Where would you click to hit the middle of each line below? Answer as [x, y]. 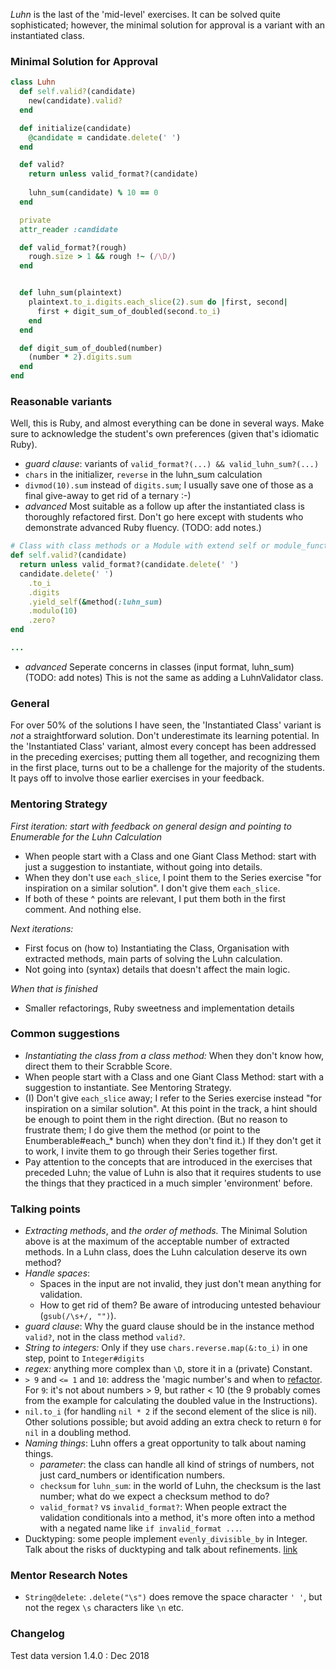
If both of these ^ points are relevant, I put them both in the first [155, 898]
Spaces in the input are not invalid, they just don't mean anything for [180, 1284]
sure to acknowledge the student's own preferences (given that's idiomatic [165, 434]
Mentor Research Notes [69, 1576]
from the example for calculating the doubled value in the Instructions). [171, 1401]
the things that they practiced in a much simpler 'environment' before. [168, 1183]
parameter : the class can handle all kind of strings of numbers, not [177, 1465]
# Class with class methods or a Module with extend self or [140, 546]
